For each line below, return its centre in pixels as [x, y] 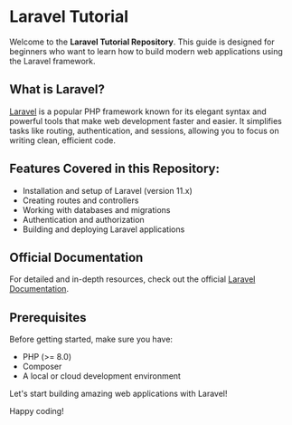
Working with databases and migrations [96, 209]
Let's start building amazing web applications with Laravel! [118, 394]
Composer [42, 367]
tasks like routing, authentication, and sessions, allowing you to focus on [144, 130]
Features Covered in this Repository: [114, 169]
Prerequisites [48, 318]
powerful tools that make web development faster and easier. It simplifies [146, 121]
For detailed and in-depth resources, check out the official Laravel [132, 279]
